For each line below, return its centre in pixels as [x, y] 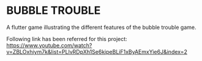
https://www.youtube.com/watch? [49, 45]
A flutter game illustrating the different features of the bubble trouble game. [101, 27]
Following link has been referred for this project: [67, 39]
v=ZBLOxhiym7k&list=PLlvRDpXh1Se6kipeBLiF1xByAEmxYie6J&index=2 [97, 51]
